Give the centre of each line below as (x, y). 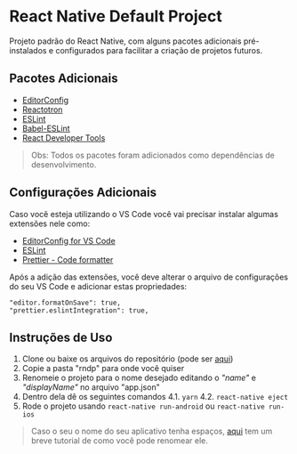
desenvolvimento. (64, 164)
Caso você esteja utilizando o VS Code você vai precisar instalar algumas (144, 214)
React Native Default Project (116, 16)
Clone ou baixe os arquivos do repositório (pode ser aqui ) (128, 359)
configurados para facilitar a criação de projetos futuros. (159, 50)
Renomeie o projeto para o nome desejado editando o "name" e (139, 378)
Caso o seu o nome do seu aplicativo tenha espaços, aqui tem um (152, 431)
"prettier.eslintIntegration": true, (79, 310)
